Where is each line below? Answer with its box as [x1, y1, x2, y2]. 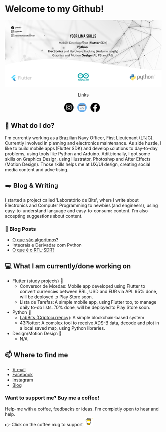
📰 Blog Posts [5, 225, 36, 232]
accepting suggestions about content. [5, 213, 83, 219]
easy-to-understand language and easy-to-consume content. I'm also [5, 207, 148, 214]
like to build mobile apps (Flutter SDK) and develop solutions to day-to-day [5, 145, 158, 151]
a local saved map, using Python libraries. [19, 325, 105, 331]
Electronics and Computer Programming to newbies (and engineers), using [5, 202, 158, 208]
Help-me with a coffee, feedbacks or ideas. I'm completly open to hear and [5, 406, 159, 412]
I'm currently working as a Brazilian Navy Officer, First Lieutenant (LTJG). [5, 135, 154, 141]
